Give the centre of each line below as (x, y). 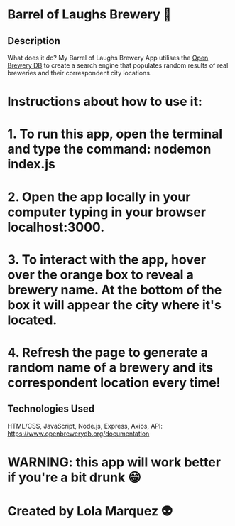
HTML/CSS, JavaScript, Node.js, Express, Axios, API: (85, 426)
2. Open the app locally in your (99, 197)
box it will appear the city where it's (114, 305)
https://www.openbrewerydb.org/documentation (78, 434)
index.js (31, 165)
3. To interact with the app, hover (107, 259)
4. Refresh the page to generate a (108, 352)
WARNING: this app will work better (114, 462)
